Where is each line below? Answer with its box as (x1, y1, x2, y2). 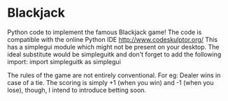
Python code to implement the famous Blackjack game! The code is (7, 28, 202, 36)
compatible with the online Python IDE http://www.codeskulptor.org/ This (7, 35, 218, 43)
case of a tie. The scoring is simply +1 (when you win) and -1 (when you (7, 78, 214, 86)
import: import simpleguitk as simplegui (7, 57, 121, 65)
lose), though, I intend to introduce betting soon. (7, 86, 147, 94)
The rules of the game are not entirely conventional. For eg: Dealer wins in (7, 71, 221, 79)
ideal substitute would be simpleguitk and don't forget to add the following (7, 50, 222, 59)
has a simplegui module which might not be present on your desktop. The (7, 42, 220, 51)
